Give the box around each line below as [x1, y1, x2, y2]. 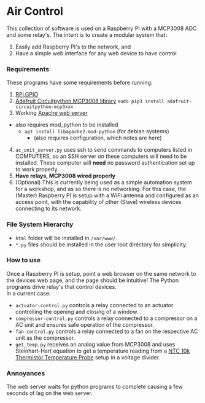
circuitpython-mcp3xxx [15, 104, 74, 110]
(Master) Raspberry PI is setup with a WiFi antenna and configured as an [15, 192, 199, 199]
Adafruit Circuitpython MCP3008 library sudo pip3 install [15, 97, 164, 105]
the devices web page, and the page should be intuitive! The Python [6, 276, 179, 284]
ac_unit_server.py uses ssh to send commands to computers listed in [15, 146, 193, 154]
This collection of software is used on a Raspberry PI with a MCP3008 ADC [6, 25, 197, 32]
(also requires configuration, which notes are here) [33, 134, 162, 142]
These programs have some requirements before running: [6, 79, 153, 87]
